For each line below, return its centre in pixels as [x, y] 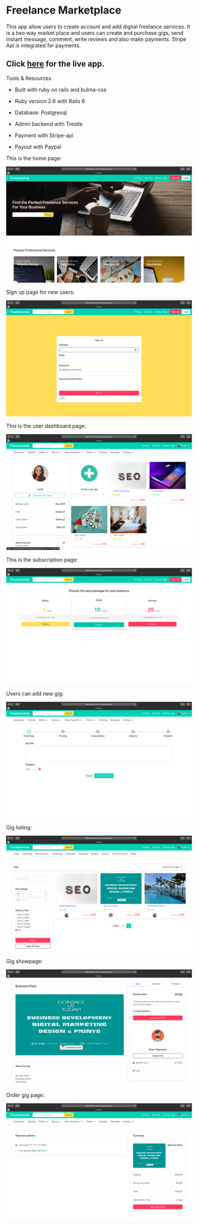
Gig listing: [19, 827]
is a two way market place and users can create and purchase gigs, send [95, 32]
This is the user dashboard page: [46, 426]
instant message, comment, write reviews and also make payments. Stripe [96, 39]
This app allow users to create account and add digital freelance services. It [98, 27]
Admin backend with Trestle [49, 124]
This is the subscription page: [42, 560]
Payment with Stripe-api [44, 135]
